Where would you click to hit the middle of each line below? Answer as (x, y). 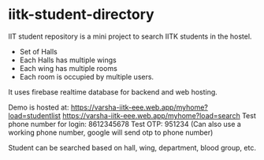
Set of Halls (38, 51)
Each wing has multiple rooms (69, 68)
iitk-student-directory (82, 15)
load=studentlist (35, 115)
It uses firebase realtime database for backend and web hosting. (113, 91)
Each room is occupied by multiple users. (87, 76)
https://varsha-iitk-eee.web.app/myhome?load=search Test (159, 115)
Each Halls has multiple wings (68, 60)
